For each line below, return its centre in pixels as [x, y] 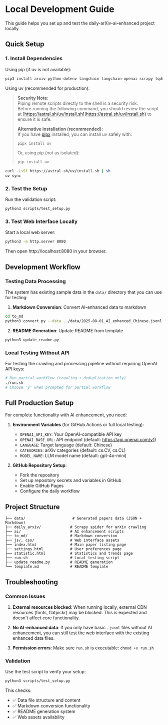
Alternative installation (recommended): [60, 129]
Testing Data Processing [35, 281]
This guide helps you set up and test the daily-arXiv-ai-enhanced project [80, 23]
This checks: [18, 690]
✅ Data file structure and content [46, 700]
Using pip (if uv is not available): [38, 69]
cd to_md [14, 317]
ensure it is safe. [34, 119]
